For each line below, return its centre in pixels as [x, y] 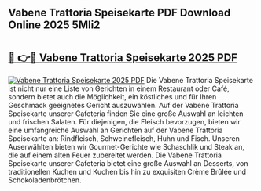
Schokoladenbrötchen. [45, 180]
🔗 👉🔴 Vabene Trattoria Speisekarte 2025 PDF [123, 58]
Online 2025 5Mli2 [54, 25]
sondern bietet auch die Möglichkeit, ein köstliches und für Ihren [112, 97]
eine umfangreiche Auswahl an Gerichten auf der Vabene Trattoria [116, 130]
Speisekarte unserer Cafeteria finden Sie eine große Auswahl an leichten [126, 114]
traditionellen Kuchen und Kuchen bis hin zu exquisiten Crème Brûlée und [127, 172]
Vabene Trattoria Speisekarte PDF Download [119, 13]
